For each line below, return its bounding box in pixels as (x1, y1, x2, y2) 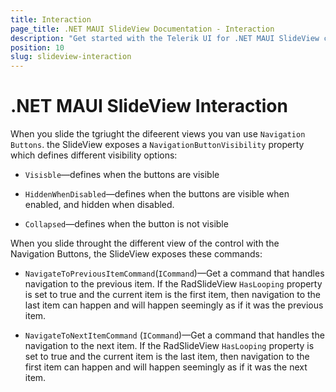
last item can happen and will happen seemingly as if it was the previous (24, 299, 324, 311)
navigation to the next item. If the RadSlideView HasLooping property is (24, 340, 315, 352)
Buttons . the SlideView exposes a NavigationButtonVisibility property (10, 139, 305, 151)
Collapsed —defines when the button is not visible (24, 218, 229, 230)
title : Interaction (10, 14, 92, 25)
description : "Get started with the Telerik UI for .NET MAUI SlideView (10, 33, 320, 43)
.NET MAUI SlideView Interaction (10, 95, 288, 118)
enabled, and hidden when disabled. (24, 199, 175, 211)
